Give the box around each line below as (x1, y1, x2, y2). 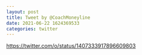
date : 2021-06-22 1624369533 (6, 20, 80, 26)
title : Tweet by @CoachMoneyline (6, 15, 91, 21)
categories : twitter (6, 25, 59, 32)
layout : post (6, 8, 39, 15)
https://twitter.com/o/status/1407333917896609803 (6, 42, 136, 50)
